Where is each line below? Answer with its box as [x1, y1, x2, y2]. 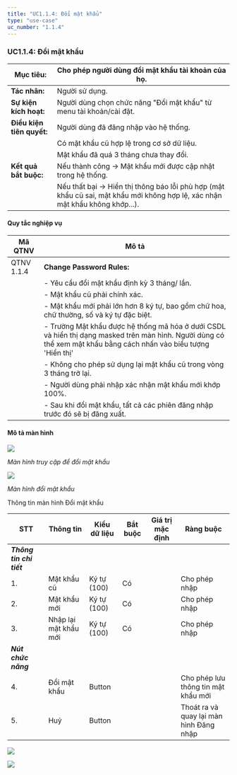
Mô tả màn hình [7, 429, 54, 437]
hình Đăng [181, 720, 215, 730]
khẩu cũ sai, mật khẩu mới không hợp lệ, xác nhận [56, 190, 222, 200]
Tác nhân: [11, 86, 44, 96]
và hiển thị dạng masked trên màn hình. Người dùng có [43, 330, 224, 340]
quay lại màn [181, 711, 224, 721]
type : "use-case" [7, 17, 59, 24]
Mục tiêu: [14, 69, 47, 79]
